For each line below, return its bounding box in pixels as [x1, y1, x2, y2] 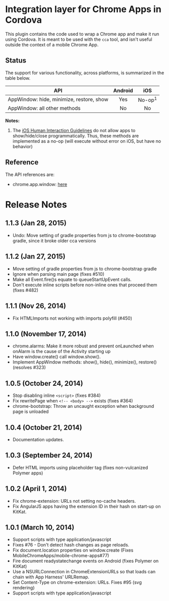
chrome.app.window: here [12, 181, 67, 187]
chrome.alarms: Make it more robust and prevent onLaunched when [12, 343, 154, 349]
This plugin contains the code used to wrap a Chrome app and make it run [5, 31, 159, 37]
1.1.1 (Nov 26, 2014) [5, 302, 67, 311]
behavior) [12, 144, 33, 150]
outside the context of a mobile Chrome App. [5, 41, 99, 47]
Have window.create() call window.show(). [12, 354, 101, 360]
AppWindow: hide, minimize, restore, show [8, 96, 108, 103]
